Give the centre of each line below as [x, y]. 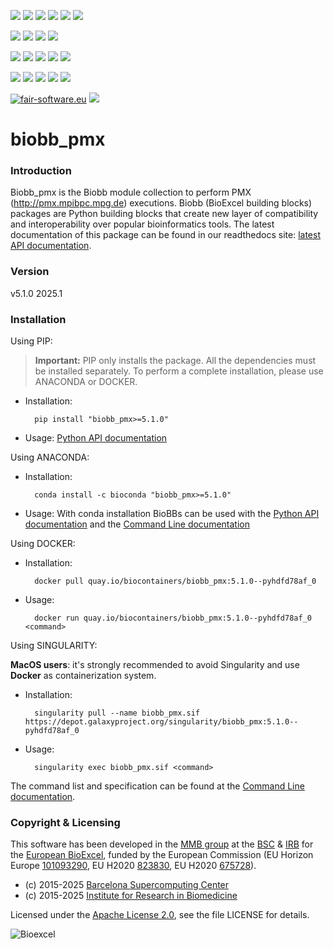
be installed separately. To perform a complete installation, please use [179, 371]
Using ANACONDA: [50, 457]
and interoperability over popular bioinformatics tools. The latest [142, 224]
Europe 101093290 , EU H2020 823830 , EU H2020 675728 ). [133, 866]
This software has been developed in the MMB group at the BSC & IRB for [162, 844]
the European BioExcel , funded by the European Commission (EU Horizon [162, 855]
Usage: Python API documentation [96, 438]
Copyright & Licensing [65, 822]
